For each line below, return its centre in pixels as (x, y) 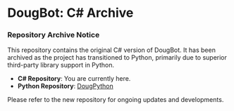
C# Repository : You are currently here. (74, 79)
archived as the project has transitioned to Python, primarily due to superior (117, 58)
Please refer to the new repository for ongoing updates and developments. (116, 100)
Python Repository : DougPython (66, 86)
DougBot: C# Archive (70, 13)
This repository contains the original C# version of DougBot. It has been (112, 50)
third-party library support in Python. (61, 65)
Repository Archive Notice (54, 35)
